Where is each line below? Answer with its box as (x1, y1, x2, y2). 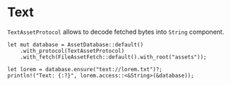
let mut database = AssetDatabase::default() (7, 41, 143, 48)
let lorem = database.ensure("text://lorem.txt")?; (7, 66, 162, 73)
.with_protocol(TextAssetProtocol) (20, 47, 125, 54)
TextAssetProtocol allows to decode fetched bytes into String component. (7, 27, 225, 36)
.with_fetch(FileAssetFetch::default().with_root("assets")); (20, 54, 207, 61)
